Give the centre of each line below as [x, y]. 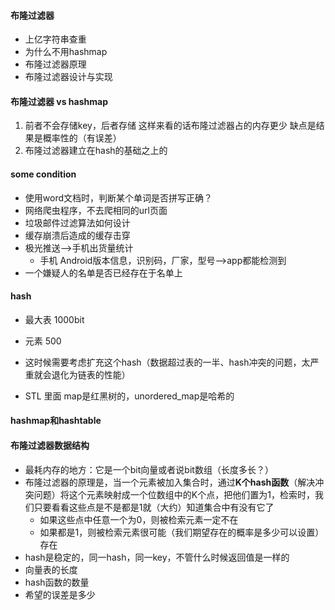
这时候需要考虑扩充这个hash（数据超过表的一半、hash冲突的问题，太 [167, 362]
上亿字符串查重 [55, 39]
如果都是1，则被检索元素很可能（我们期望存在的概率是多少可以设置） [182, 532]
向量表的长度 [51, 569]
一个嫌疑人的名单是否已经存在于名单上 [103, 272]
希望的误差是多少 [60, 594]
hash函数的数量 [57, 582]
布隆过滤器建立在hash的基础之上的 [96, 151]
